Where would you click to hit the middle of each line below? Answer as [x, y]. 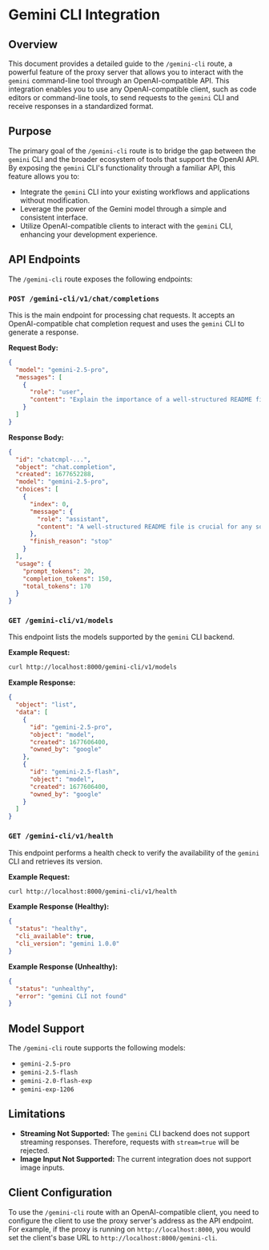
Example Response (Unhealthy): [63, 966]
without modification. [55, 200]
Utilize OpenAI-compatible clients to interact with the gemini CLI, [126, 225]
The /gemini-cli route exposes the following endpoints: [100, 279]
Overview [33, 44]
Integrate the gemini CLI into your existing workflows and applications [135, 192]
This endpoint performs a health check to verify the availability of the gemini [134, 852]
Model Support [46, 1028]
